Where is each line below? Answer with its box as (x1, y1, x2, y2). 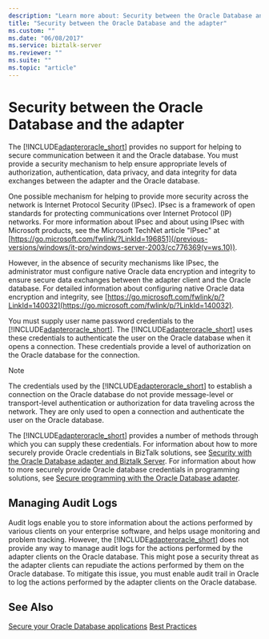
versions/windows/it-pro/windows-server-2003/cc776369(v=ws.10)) (8, 242, 235, 252)
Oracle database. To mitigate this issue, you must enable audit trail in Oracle (8, 569, 259, 578)
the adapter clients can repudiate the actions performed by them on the (8, 560, 244, 569)
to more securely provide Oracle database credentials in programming (8, 464, 240, 474)
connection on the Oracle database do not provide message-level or (8, 389, 234, 399)
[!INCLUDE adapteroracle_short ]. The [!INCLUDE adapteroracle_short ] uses (8, 324, 254, 334)
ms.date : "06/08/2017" (8, 34, 84, 42)
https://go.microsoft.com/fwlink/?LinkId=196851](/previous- (10, 234, 208, 243)
